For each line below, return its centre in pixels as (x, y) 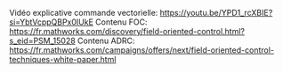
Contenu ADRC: (106, 40)
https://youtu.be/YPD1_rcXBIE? (216, 13)
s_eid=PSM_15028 (42, 40)
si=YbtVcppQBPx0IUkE (51, 22)
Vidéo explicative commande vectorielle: (84, 13)
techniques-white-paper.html (63, 59)
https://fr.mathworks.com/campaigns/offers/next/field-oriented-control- (141, 50)
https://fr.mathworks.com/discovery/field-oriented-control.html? (127, 31)
